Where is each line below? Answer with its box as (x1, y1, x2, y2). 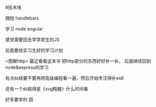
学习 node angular (5, 26, 43, 32)
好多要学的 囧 (5, 96, 33, 102)
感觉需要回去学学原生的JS (5, 37, 60, 42)
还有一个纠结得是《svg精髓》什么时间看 (5, 86, 89, 92)
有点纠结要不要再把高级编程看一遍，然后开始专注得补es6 (5, 75, 124, 81)
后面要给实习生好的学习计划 (5, 47, 63, 53)
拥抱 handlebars (5, 15, 39, 21)
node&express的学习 (5, 65, 49, 70)
